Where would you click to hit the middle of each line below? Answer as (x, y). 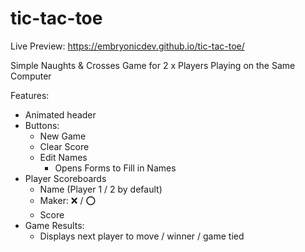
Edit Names (63, 157)
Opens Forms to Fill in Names (115, 168)
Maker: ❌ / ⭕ (68, 200)
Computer (31, 76)
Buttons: (42, 125)
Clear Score (64, 146)
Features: (30, 95)
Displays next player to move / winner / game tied (142, 236)
